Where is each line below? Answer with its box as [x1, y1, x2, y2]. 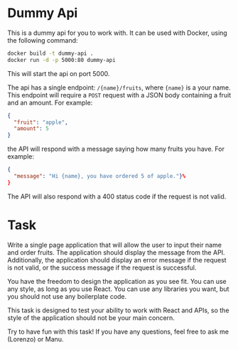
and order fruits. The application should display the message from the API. [7, 248, 225, 257]
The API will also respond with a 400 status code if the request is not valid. [7, 192, 227, 201]
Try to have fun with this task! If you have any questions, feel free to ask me [7, 327, 229, 336]
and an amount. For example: [7, 98, 93, 107]
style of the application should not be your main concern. [7, 313, 175, 322]
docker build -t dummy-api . [7, 50, 94, 57]
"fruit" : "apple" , [13, 119, 69, 126]
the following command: [7, 36, 78, 44]
